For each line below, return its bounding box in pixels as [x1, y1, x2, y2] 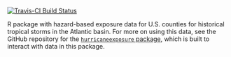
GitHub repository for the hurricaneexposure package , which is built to [7, 35, 210, 43]
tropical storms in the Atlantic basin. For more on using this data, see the [7, 28, 216, 35]
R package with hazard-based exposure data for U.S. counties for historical [7, 20, 225, 28]
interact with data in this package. [7, 42, 105, 50]
